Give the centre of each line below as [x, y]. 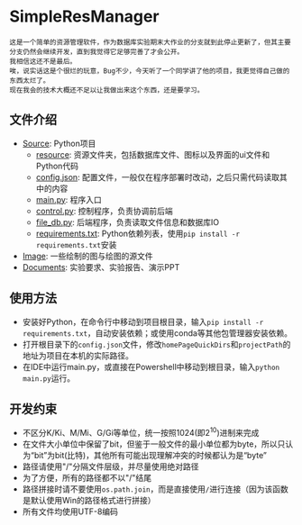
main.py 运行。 [48, 378]
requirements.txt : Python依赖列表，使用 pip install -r [138, 233]
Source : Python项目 [59, 143]
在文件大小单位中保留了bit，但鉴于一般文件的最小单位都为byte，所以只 [154, 444]
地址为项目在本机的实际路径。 [78, 355]
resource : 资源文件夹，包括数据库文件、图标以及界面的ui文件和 [153, 154]
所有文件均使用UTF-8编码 [70, 511]
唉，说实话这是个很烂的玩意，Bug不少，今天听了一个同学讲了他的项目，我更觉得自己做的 [150, 71]
